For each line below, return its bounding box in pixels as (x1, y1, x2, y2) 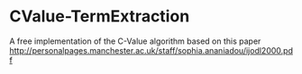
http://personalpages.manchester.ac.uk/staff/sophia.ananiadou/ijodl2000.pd (9, 45, 293, 55)
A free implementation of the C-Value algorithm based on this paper (9, 36, 261, 46)
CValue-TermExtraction (9, 6, 190, 27)
